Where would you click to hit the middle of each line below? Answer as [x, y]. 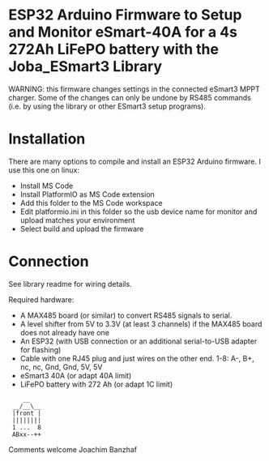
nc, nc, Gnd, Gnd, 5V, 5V [61, 367]
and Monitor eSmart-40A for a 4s [123, 32]
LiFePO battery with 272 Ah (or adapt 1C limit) [96, 384]
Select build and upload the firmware [82, 228]
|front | [27, 413]
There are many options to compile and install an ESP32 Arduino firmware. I [134, 161]
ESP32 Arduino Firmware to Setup [125, 15]
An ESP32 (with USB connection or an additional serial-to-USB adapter [139, 341]
